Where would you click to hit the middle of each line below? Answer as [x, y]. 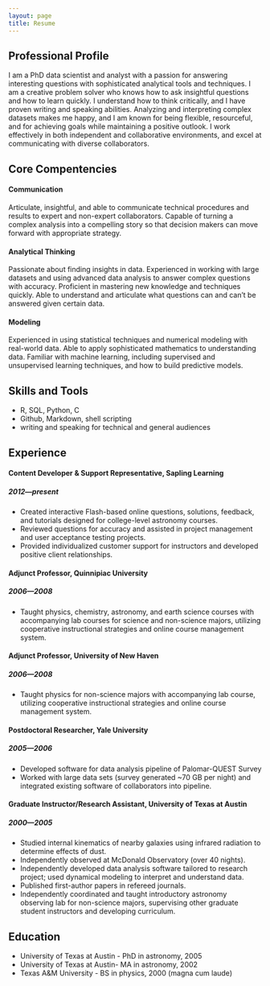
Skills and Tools [48, 391]
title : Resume [32, 23]
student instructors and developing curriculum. [98, 911]
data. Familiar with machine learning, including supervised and [112, 357]
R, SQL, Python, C [50, 410]
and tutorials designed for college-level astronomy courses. [119, 521]
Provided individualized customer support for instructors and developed [139, 546]
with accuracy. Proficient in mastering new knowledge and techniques [125, 287]
